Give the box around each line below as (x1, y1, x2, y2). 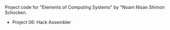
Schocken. (5, 9, 27, 15)
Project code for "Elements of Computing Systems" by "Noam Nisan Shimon (5, 4, 165, 10)
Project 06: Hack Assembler (12, 19, 71, 25)
